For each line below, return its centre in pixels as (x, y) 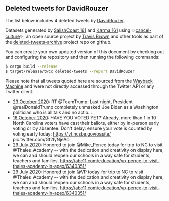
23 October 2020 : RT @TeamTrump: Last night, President (73, 102)
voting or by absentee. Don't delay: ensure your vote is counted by (82, 128)
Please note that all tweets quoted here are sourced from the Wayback (79, 81)
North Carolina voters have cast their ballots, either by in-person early (86, 123)
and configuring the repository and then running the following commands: (82, 57)
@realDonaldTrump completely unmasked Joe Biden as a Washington (86, 107)
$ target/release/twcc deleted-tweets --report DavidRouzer (70, 71)
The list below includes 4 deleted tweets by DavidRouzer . (65, 20)
